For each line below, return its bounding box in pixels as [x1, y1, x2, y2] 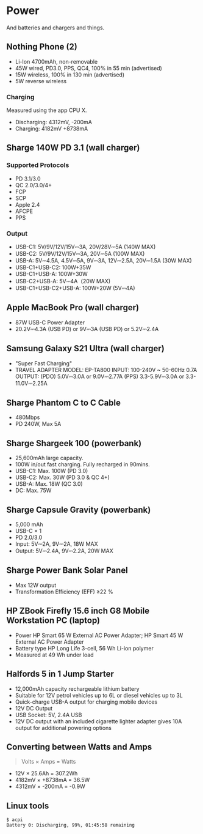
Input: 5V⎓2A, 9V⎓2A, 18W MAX [15, 540, 99, 548]
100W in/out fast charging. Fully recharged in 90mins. [15, 461, 151, 468]
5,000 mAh [15, 521, 44, 528]
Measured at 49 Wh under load [15, 651, 94, 658]
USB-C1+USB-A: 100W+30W [15, 270, 88, 278]
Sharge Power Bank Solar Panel [6, 565, 128, 576]
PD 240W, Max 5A [15, 420, 62, 428]
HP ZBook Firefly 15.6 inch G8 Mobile [6, 606, 150, 616]
